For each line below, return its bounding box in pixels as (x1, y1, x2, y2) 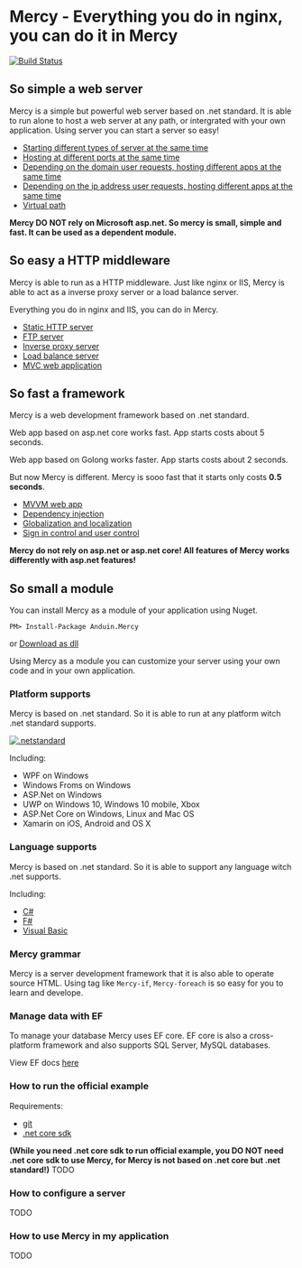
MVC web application (22, 359, 103, 371)
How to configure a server (9, 1187, 126, 1199)
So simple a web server (9, 81, 143, 97)
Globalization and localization (22, 518, 133, 529)
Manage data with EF (9, 1010, 104, 1022)
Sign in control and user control (22, 528, 140, 539)
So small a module (9, 580, 114, 597)
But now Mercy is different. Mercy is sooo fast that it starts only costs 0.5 (9, 472, 282, 483)
